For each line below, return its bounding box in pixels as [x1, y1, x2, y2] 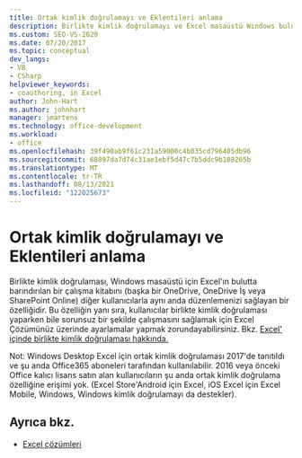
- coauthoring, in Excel [9, 88, 102, 97]
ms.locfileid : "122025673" [9, 189, 111, 198]
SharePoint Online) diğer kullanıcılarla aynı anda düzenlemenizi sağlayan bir [9, 295, 289, 305]
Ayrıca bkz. [9, 415, 75, 430]
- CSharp [9, 72, 42, 81]
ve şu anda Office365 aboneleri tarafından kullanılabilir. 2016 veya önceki [9, 360, 280, 371]
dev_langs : [9, 55, 50, 64]
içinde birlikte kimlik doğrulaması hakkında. [9, 333, 169, 344]
